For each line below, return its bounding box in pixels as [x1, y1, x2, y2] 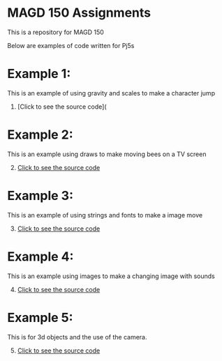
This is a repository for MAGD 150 [7, 28, 105, 36]
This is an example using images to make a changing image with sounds [7, 272, 215, 280]
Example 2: [7, 127, 73, 143]
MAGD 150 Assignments [7, 5, 151, 21]
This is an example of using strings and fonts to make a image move [7, 210, 203, 219]
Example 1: [7, 66, 71, 82]
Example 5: [7, 309, 73, 325]
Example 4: [7, 249, 74, 264]
